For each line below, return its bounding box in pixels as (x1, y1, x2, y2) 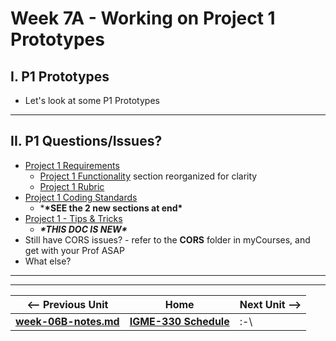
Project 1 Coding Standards (24, 191, 138, 203)
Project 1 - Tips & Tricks (24, 212, 123, 224)
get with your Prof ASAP (24, 244, 125, 256)
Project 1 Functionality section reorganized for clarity (39, 170, 258, 182)
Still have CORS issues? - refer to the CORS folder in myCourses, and (24, 233, 311, 246)
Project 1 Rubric (39, 180, 105, 192)
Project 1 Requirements (24, 159, 120, 171)
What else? (24, 255, 72, 267)
